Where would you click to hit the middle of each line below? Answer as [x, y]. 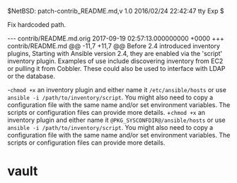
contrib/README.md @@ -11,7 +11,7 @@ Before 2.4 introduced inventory [114, 46]
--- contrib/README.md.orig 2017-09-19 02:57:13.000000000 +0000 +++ [116, 38]
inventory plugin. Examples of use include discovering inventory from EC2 [115, 61]
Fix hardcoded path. [37, 24]
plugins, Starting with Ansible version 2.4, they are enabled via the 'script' [115, 54]
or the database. [31, 76]
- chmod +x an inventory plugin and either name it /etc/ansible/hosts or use [117, 90]
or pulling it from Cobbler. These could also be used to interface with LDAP [116, 68]
